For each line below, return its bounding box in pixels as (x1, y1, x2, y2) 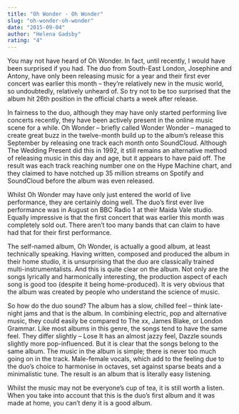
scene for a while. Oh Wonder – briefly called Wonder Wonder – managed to (7, 123, 231, 132)
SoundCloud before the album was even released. (7, 176, 155, 186)
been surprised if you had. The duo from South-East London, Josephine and (7, 64, 232, 73)
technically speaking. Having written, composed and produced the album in (7, 250, 230, 258)
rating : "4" (7, 37, 43, 44)
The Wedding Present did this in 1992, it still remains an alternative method (7, 146, 227, 155)
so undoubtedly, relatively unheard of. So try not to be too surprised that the (7, 87, 231, 96)
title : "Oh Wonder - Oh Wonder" (7, 10, 103, 18)
